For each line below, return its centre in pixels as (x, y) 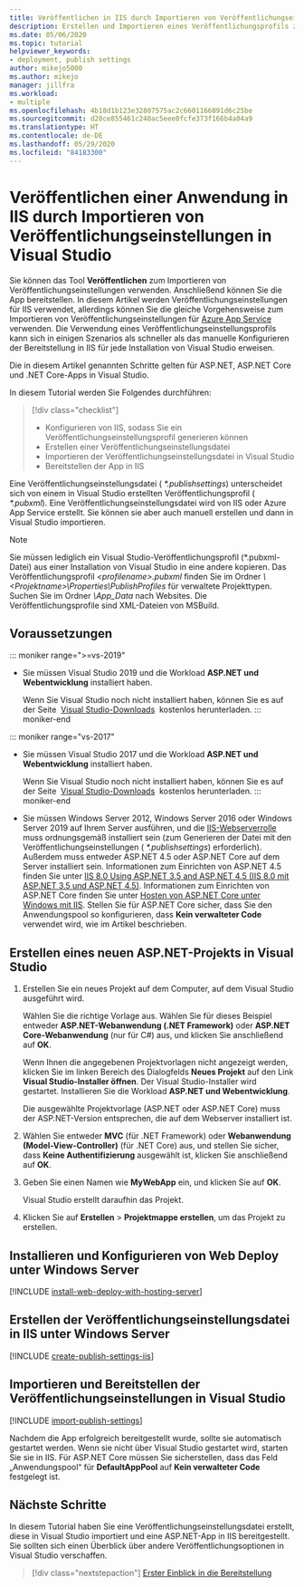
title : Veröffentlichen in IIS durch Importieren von (113, 18)
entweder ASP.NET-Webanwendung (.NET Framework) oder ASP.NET (156, 1025)
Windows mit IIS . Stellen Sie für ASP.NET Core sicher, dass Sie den (147, 905)
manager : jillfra (42, 85)
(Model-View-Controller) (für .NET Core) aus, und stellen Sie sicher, (151, 1146)
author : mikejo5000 (46, 69)
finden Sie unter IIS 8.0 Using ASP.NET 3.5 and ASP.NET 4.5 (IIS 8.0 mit (156, 876)
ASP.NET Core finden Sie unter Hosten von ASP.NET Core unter (141, 895)
